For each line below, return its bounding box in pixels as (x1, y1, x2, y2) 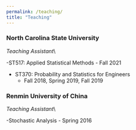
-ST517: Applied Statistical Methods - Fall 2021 (6, 59, 122, 66)
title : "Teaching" (6, 14, 52, 20)
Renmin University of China (6, 92, 88, 100)
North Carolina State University (6, 34, 99, 42)
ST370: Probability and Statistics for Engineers (14, 70, 131, 78)
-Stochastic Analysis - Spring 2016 (6, 117, 92, 124)
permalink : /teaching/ (6, 8, 63, 15)
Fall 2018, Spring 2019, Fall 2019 (23, 77, 104, 84)
